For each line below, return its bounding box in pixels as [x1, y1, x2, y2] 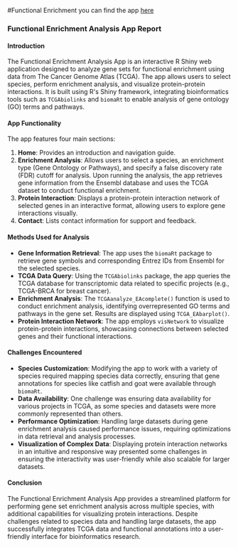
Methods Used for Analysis [7, 233, 90, 241]
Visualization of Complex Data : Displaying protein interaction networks [17, 439, 227, 448]
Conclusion [7, 478, 43, 487]
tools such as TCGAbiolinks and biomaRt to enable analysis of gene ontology [7, 95, 229, 104]
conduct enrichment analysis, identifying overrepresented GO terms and [17, 302, 230, 310]
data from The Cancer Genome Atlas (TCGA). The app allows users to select [7, 73, 231, 81]
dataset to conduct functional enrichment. [17, 186, 141, 195]
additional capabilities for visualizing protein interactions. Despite [7, 509, 198, 518]
